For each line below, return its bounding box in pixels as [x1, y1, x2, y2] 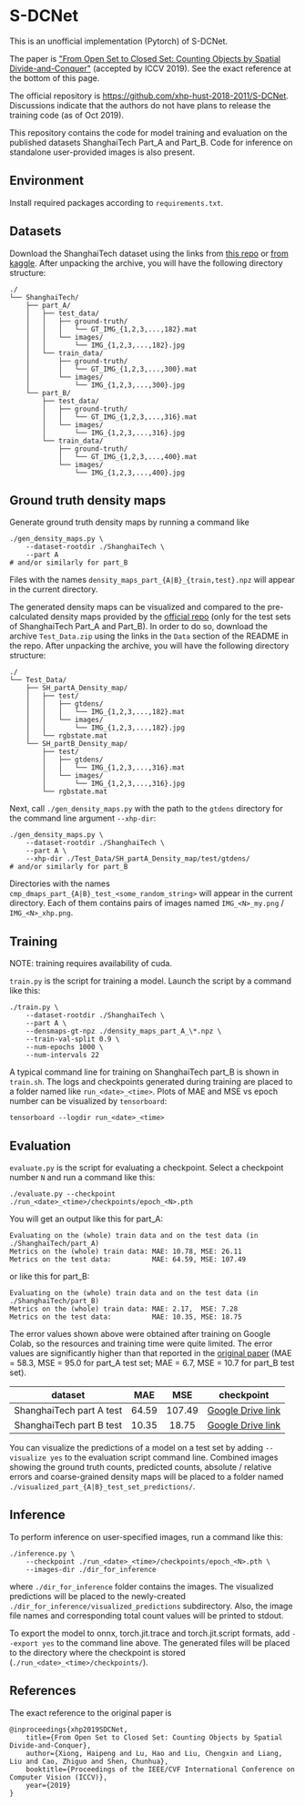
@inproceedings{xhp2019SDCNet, [9, 1725, 128, 1734]
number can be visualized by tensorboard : [9, 1096, 168, 1107]
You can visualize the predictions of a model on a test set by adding [9, 1443, 264, 1453]
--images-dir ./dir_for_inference [25, 1565, 157, 1574]
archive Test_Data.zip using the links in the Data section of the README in [9, 630, 289, 642]
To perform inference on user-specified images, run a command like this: [9, 1531, 284, 1542]
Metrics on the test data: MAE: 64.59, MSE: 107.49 [9, 1255, 247, 1264]
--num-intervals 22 [25, 1051, 100, 1060]
